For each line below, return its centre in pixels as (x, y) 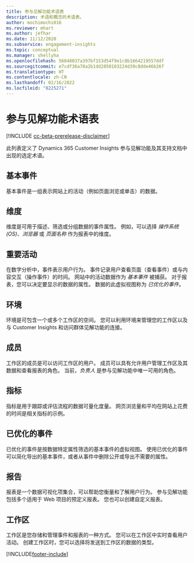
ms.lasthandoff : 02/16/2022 (41, 83)
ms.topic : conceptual (33, 50)
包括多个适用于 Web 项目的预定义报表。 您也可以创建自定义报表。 (86, 499)
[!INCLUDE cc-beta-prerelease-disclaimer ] (58, 135)
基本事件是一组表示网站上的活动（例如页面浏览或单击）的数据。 (83, 191)
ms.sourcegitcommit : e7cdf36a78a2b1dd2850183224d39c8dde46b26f (85, 66)
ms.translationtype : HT (35, 72)
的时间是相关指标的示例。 (37, 413)
